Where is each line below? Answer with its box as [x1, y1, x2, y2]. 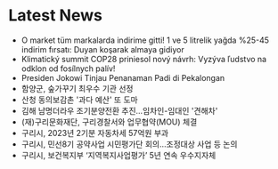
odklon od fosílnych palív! [20, 63, 116, 74]
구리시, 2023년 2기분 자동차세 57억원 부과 [20, 127, 169, 138]
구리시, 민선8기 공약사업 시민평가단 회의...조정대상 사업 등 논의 [20, 139, 238, 149]
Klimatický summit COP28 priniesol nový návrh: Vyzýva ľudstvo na [20, 53, 267, 64]
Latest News [8, 5, 103, 26]
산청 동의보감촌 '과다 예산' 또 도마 [20, 94, 139, 105]
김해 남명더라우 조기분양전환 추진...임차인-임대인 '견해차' [20, 105, 218, 116]
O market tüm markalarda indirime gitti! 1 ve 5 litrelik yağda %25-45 [20, 35, 269, 45]
